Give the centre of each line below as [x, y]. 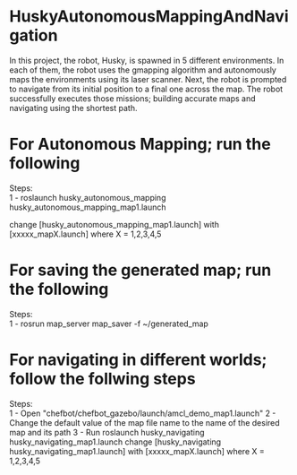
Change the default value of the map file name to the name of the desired [144, 422]
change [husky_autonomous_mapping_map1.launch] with [114, 224]
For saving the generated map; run [140, 270]
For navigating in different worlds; [138, 359]
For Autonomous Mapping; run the [140, 144]
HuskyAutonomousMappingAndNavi [149, 17]
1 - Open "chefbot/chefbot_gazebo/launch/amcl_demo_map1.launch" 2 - [143, 413]
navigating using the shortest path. [73, 108]
